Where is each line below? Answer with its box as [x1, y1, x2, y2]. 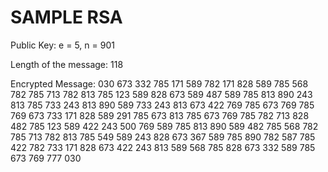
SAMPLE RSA [10, 6, 123, 29]
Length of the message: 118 [10, 58, 124, 70]
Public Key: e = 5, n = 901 [10, 39, 115, 51]
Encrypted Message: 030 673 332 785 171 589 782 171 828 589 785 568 [10, 77, 309, 90]
